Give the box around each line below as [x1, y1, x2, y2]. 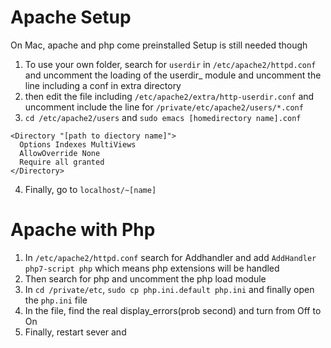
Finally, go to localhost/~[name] [24, 183, 157, 195]
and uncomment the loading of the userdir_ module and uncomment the [24, 69, 322, 81]
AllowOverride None [19, 148, 101, 158]
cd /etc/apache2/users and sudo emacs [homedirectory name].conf [24, 111, 302, 123]
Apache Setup [10, 6, 132, 29]
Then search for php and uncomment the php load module [24, 272, 267, 285]
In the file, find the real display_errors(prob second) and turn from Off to [24, 304, 322, 316]
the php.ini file [24, 294, 88, 306]
